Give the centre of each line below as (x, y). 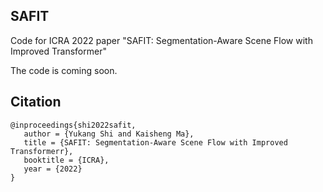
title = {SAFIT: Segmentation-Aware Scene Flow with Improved (155, 142)
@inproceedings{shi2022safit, (73, 125)
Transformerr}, (42, 151)
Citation (36, 102)
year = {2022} (53, 169)
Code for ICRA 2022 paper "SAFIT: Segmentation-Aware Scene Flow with (161, 40)
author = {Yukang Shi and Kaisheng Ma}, (109, 134)
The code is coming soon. (64, 70)
